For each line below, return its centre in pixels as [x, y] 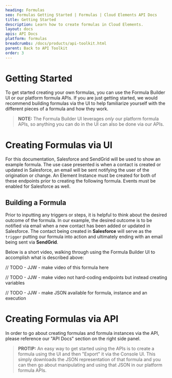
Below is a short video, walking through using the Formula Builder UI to [80, 252]
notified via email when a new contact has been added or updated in [78, 226]
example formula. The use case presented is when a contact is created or [83, 165]
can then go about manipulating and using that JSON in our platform [90, 365]
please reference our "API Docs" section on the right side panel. [73, 339]
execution [16, 299]
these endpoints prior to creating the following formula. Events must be [81, 181]
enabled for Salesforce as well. [38, 186]
